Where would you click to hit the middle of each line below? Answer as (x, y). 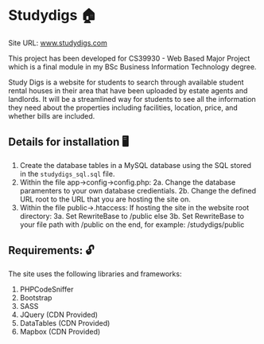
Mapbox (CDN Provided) (60, 331)
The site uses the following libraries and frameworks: (95, 274)
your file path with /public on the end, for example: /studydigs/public (132, 225)
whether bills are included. (52, 115)
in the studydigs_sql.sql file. (67, 174)
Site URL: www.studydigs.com (58, 43)
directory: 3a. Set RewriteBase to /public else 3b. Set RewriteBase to (132, 216)
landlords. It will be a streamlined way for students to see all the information (132, 99)
